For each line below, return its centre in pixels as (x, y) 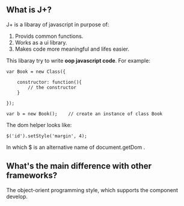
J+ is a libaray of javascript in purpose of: (58, 24)
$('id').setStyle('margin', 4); (47, 136)
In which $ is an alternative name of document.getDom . (76, 147)
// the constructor (52, 87)
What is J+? (29, 10)
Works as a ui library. (41, 42)
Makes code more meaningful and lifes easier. (72, 49)
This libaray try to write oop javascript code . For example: (78, 60)
